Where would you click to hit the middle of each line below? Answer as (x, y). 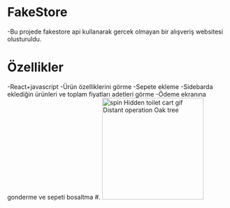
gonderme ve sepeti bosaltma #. (54, 197)
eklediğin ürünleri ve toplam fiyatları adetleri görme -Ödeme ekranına (107, 94)
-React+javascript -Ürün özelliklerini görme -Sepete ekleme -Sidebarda (110, 86)
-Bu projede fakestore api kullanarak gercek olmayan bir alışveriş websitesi (115, 32)
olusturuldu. (24, 39)
